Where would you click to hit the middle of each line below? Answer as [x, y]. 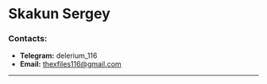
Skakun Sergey [60, 14]
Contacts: [28, 39]
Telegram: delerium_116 [58, 55]
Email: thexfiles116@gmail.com [70, 64]
